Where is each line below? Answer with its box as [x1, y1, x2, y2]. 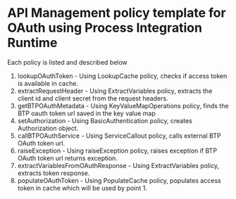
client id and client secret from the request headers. [17, 94, 168, 103]
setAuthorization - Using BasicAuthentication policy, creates [17, 116, 192, 124]
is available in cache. [17, 79, 79, 87]
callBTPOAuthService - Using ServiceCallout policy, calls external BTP [17, 131, 221, 140]
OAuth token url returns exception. [17, 153, 118, 162]
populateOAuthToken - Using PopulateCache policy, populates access [17, 176, 221, 184]
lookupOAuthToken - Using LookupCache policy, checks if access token [17, 72, 228, 80]
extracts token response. [17, 169, 90, 177]
